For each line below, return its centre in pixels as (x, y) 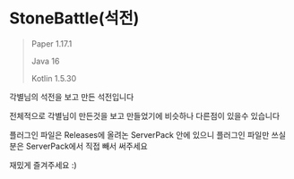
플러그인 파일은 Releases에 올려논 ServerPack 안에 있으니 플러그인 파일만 (139, 134)
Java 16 (45, 61)
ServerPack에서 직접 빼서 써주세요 (86, 146)
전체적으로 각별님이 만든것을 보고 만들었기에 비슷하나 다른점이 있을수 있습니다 (145, 115)
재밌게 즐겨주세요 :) (43, 165)
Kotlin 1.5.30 (54, 78)
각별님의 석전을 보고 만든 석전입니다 (72, 97)
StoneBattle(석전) (74, 18)
